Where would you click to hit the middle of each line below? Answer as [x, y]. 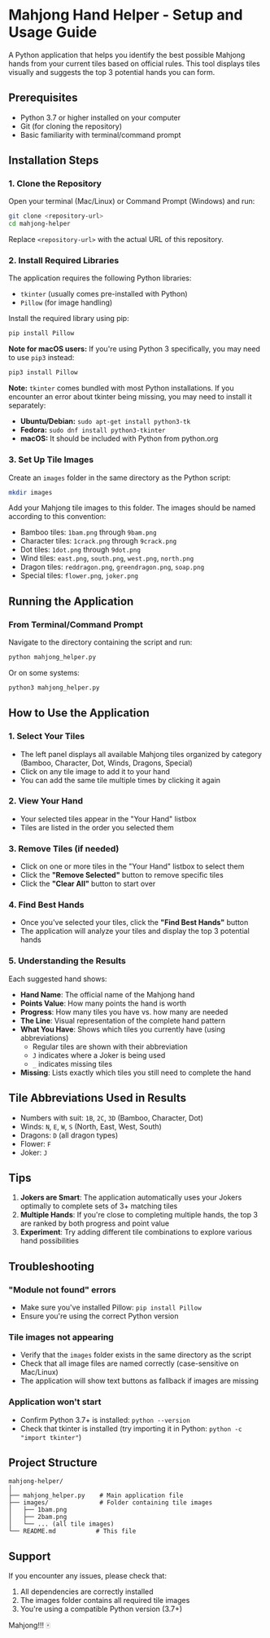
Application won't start [55, 1402]
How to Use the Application [79, 713]
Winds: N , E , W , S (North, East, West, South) [91, 1126]
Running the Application [71, 601]
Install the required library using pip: [69, 319]
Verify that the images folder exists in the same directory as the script [136, 1355]
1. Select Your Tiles [47, 737]
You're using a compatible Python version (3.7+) [101, 1609]
